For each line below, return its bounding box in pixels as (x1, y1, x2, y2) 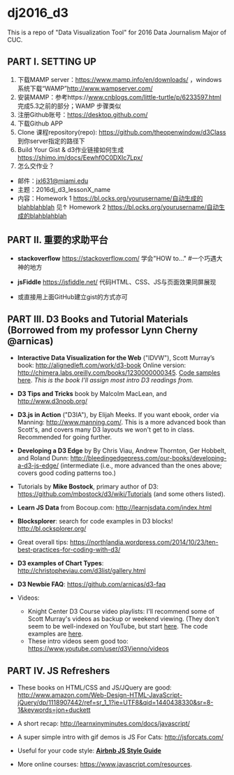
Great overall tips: (17, 538, 68, 547)
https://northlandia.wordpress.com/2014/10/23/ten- (69, 538, 219, 547)
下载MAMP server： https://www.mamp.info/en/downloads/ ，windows (17, 75, 222, 83)
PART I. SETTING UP (7, 56, 96, 68)
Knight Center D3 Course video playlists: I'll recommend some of (27, 608, 215, 616)
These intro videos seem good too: (27, 637, 129, 645)
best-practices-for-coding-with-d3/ (17, 545, 121, 554)
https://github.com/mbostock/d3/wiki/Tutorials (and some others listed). (17, 490, 226, 498)
